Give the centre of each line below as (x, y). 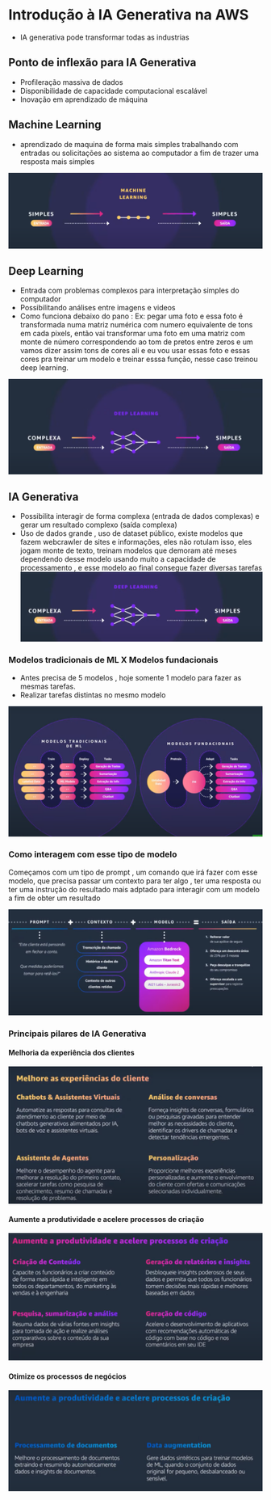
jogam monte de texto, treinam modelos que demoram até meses (128, 550)
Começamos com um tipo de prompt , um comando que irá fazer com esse (133, 872)
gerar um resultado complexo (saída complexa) (98, 525)
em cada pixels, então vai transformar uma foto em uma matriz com (133, 334)
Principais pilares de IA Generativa (77, 1034)
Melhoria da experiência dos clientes (71, 1053)
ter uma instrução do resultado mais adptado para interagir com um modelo (134, 889)
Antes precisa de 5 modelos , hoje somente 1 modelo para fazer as (131, 677)
